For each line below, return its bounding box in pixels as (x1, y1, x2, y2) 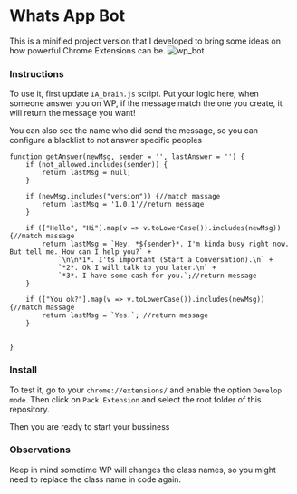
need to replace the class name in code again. (9, 473, 182, 485)
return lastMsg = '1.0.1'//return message (42, 200, 205, 209)
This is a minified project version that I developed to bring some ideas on (9, 35, 281, 46)
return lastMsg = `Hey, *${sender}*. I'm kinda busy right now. (42, 239, 290, 249)
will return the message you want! (9, 108, 136, 119)
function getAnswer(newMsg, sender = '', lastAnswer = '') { (9, 152, 245, 161)
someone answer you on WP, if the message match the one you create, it (9, 98, 283, 109)
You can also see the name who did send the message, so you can (9, 125, 259, 136)
